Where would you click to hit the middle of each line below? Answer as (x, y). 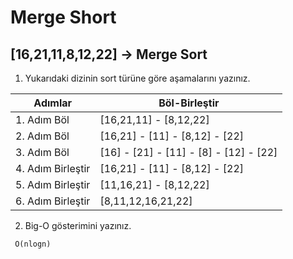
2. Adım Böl (42, 136)
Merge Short (63, 17)
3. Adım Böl (42, 152)
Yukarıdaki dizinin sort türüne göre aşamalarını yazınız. (137, 78)
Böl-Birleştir (189, 103)
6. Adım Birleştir (53, 201)
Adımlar (53, 103)
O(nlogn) (33, 244)
